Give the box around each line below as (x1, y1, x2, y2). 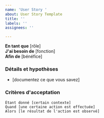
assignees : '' (5, 25, 34, 30)
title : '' (5, 16, 26, 21)
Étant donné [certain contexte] (5, 100, 71, 105)
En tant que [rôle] (5, 43, 41, 49)
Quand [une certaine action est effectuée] (5, 104, 96, 109)
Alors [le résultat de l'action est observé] (5, 109, 100, 114)
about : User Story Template (5, 12, 63, 17)
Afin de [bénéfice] (5, 53, 43, 59)
